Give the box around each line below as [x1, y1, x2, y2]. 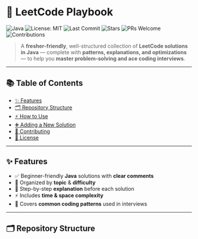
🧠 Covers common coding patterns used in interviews [14, 200, 147, 207]
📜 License [14, 134, 39, 141]
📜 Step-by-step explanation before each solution [14, 185, 134, 192]
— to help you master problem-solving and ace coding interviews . [20, 55, 186, 62]
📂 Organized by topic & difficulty [14, 179, 96, 186]
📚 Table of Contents [6, 78, 84, 88]
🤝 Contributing [14, 128, 50, 135]
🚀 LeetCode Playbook [6, 5, 113, 19]
